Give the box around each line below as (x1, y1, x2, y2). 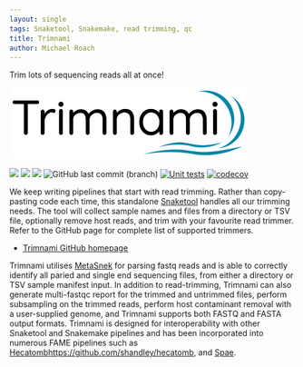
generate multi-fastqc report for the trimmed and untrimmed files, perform (9, 289, 288, 300)
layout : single (9, 15, 67, 24)
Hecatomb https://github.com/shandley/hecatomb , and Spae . (9, 347, 237, 358)
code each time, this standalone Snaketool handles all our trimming (39, 196, 290, 207)
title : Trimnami (9, 34, 71, 43)
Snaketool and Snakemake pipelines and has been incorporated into (9, 328, 264, 339)
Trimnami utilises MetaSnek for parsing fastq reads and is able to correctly (9, 260, 288, 272)
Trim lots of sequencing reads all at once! (9, 69, 165, 81)
